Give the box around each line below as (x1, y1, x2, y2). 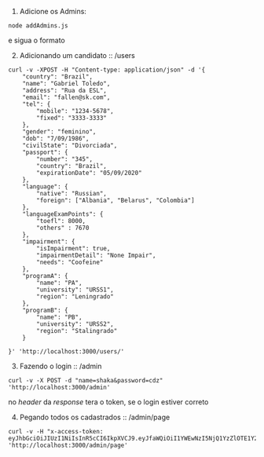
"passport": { (22, 148, 68, 156)
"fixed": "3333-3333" (36, 114, 108, 122)
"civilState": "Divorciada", (22, 141, 118, 149)
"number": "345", (36, 155, 93, 163)
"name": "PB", (36, 313, 82, 321)
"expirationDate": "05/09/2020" (36, 169, 143, 177)
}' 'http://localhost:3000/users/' (8, 348, 125, 356)
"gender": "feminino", (22, 128, 97, 136)
